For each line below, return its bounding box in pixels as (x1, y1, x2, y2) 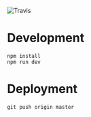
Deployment (7, 82, 78, 97)
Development (7, 31, 85, 46)
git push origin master (7, 103, 75, 110)
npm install (7, 52, 41, 59)
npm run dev (7, 58, 41, 65)
